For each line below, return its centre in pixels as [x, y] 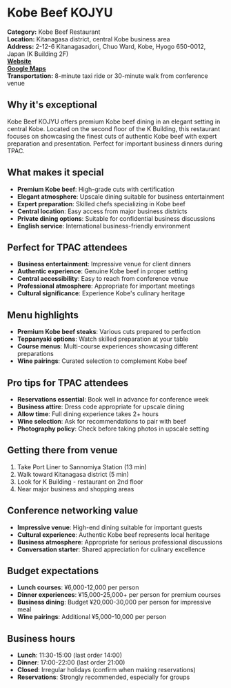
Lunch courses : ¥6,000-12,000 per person [78, 587]
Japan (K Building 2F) [38, 54]
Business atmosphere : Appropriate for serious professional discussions [120, 542]
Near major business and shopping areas [76, 489]
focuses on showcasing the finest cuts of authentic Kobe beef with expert [112, 136]
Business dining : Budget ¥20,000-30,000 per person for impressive [114, 602]
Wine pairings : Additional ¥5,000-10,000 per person [92, 617]
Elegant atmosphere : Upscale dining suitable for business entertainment [121, 196]
